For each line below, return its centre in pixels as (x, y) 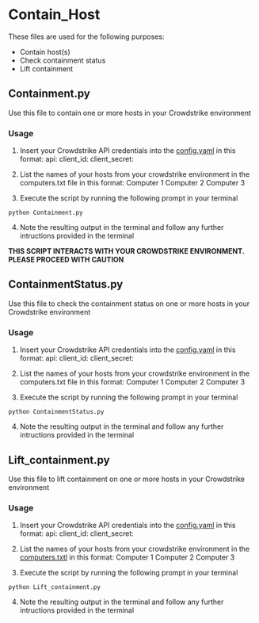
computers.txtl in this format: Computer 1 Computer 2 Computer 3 (127, 557)
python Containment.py (46, 213)
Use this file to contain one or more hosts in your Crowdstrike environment (130, 113)
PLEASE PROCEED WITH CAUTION (66, 260)
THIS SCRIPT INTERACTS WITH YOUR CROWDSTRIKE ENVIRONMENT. (126, 251)
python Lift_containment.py (55, 587)
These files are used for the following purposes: (86, 36)
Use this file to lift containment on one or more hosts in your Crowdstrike (127, 479)
